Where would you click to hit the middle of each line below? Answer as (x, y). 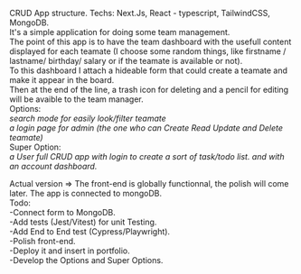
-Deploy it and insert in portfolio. (70, 251)
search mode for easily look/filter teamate (88, 118)
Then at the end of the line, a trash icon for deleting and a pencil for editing (149, 90)
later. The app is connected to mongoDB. (86, 193)
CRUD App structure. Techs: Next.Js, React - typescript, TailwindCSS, (140, 13)
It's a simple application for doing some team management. (120, 32)
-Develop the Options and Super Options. (86, 260)
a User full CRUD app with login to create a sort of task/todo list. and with (147, 156)
